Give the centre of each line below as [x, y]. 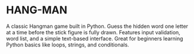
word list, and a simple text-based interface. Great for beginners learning [95, 38]
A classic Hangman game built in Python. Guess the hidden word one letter [97, 26]
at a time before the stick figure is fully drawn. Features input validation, [93, 32]
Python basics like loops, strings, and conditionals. [68, 45]
